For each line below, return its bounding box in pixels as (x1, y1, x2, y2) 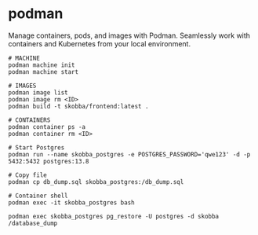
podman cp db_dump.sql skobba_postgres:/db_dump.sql (8, 178, 184, 185)
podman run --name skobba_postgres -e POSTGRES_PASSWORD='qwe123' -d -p (8, 150, 251, 158)
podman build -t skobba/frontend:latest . (8, 102, 149, 110)
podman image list (8, 88, 68, 97)
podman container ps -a (8, 123, 86, 130)
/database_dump (8, 219, 58, 227)
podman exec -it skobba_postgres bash (8, 198, 135, 207)
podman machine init (8, 61, 76, 69)
